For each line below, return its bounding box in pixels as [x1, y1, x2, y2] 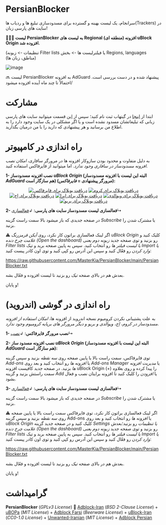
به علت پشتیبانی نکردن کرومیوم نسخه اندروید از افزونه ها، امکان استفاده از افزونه [5, 315, 156, 321]
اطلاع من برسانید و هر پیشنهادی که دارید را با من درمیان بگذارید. [5, 124, 123, 130]
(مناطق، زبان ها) [5, 54, 37, 60]
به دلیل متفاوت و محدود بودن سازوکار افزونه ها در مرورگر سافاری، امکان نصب [5, 157, 150, 163]
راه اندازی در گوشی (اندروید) [5, 299, 110, 310]
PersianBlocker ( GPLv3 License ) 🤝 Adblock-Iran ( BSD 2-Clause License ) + [5, 504, 159, 510]
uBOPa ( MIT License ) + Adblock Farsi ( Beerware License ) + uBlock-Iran [5, 509, 152, 515]
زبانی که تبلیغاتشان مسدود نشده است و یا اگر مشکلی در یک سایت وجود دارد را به [5, 118, 155, 124]
